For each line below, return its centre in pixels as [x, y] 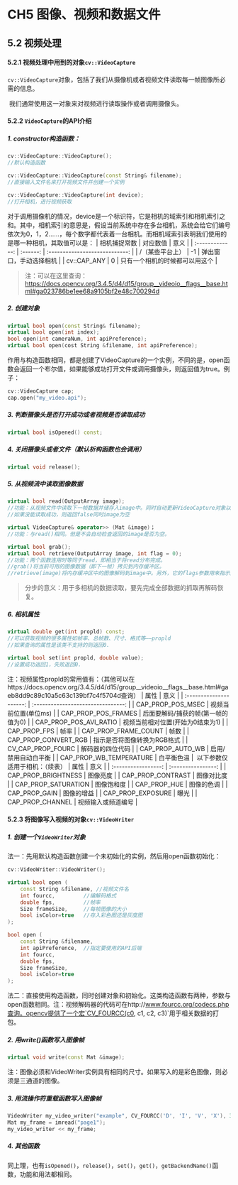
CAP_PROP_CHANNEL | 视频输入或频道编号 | [73, 802]
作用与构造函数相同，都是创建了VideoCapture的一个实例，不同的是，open [116, 360]
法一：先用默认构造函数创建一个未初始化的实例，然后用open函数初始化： [114, 856]
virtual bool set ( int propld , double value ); [75, 657]
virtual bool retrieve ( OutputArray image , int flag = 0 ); [95, 553]
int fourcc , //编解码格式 [68, 895]
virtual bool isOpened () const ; [55, 432]
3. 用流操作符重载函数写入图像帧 [55, 1098]
